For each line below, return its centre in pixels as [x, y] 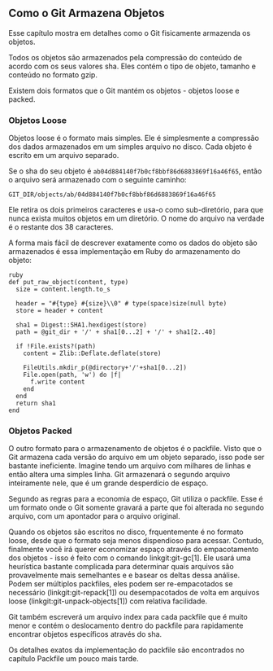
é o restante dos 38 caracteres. [61, 227]
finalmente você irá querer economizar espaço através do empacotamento [134, 550]
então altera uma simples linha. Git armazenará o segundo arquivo [119, 475]
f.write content [57, 382]
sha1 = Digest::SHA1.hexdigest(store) [82, 325]
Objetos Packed [40, 431]
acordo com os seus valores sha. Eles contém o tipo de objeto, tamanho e [132, 66]
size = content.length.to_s [63, 289]
